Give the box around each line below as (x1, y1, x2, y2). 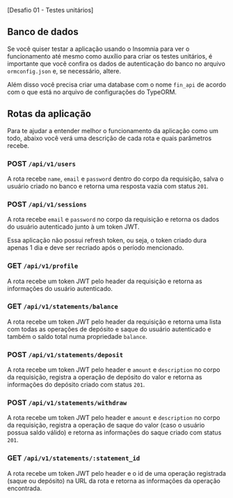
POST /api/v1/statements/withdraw (7, 398, 127, 407)
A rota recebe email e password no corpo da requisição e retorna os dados (7, 216, 220, 224)
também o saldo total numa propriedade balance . (7, 332, 147, 340)
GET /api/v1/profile (7, 261, 79, 271)
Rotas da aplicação (7, 108, 92, 120)
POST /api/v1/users (7, 158, 77, 168)
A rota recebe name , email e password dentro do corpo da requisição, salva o (7, 174, 224, 183)
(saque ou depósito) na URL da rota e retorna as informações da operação (7, 476, 220, 485)
